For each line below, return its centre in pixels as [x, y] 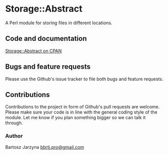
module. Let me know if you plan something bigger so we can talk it [75, 118]
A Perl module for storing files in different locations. [59, 23]
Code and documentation [46, 39]
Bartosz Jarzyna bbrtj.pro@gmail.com [45, 147]
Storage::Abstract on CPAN [34, 50]
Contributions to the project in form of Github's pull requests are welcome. [82, 107]
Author [14, 136]
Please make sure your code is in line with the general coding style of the [81, 112]
